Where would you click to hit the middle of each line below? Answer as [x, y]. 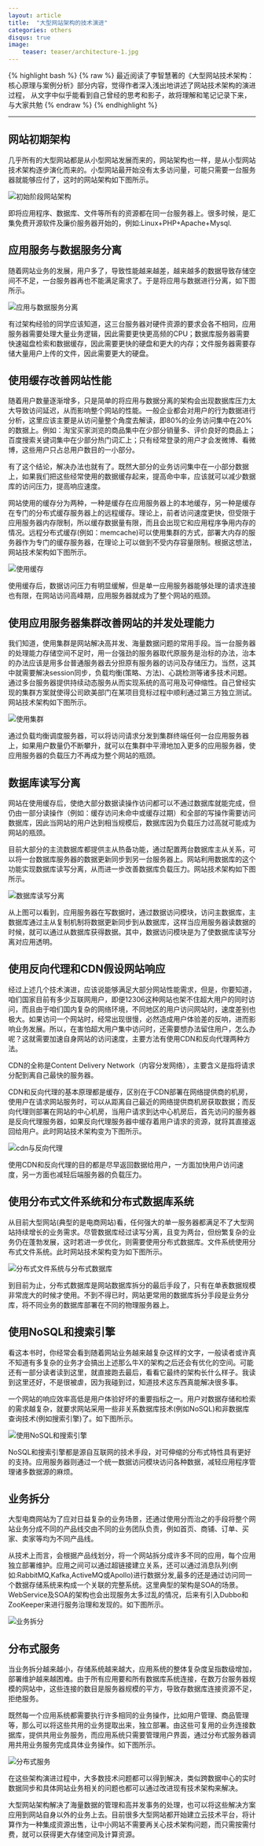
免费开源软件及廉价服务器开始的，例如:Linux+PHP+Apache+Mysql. [123, 223]
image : [19, 45]
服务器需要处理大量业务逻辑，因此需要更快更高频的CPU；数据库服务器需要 [129, 333]
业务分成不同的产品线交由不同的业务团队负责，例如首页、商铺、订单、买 [132, 1529]
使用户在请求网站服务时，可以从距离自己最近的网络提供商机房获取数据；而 [128, 1101]
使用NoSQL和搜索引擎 [62, 1332]
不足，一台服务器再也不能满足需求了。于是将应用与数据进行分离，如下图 [139, 280]
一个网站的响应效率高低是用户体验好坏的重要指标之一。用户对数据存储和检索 [132, 1399]
